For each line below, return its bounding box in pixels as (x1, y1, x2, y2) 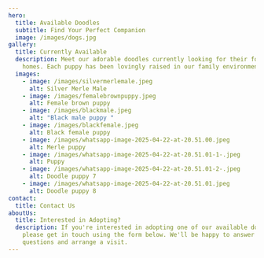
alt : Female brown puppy (28, 99, 111, 107)
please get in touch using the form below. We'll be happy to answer (22, 231, 255, 239)
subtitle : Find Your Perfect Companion (15, 26, 146, 34)
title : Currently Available (15, 48, 108, 56)
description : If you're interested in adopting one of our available (15, 223, 247, 232)
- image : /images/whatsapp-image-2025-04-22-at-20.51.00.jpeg (22, 135, 230, 144)
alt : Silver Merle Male (28, 84, 108, 93)
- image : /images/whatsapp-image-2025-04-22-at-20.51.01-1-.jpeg (22, 150, 241, 158)
